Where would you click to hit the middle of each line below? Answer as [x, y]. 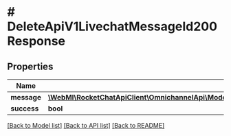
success [25, 109]
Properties [30, 66]
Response [36, 41]
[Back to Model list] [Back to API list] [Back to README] [86, 125]
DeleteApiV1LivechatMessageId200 [112, 26]
